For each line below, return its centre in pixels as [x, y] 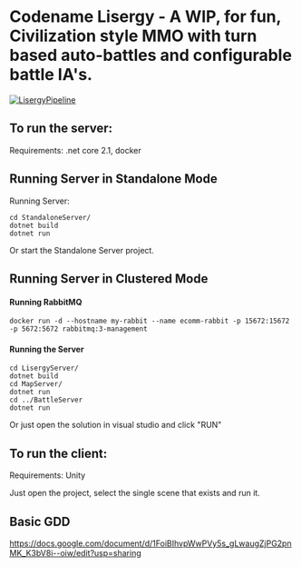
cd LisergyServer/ [44, 368]
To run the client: [58, 453]
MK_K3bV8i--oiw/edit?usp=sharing [76, 552]
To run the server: [61, 129]
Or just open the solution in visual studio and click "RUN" [116, 425]
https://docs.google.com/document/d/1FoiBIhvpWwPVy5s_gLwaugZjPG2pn [150, 543]
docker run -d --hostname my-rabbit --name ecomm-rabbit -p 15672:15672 [150, 321]
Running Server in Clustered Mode [109, 279]
